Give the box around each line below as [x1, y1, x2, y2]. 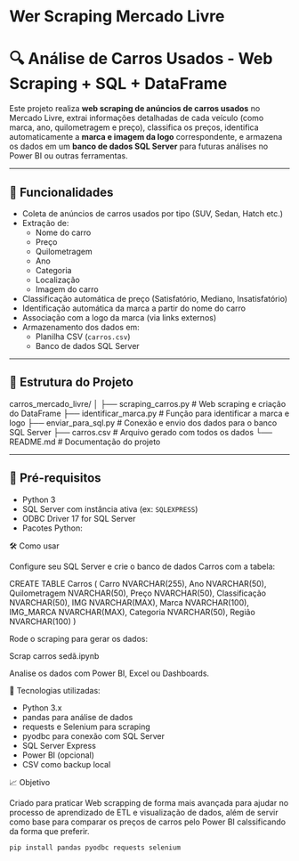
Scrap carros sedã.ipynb [9, 650, 100, 661]
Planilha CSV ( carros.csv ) [35, 331, 131, 342]
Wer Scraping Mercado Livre [9, 6, 225, 27]
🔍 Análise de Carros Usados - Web [9, 49, 273, 69]
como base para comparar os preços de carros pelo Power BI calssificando [9, 816, 287, 827]
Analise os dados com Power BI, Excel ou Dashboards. [9, 668, 210, 678]
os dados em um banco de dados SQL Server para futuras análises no [9, 141, 269, 152]
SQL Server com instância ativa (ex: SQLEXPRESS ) [21, 503, 198, 514]
